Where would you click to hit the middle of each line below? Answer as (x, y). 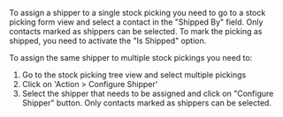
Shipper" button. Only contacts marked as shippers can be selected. (147, 103)
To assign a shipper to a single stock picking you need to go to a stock (138, 13)
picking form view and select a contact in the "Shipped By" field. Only (136, 22)
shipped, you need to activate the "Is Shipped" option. (108, 40)
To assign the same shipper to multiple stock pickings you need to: (131, 58)
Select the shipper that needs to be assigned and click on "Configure (148, 93)
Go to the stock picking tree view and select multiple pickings (134, 75)
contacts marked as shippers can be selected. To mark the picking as (136, 31)
